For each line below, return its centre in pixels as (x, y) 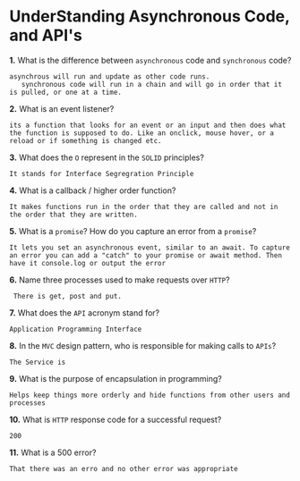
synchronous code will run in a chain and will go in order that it (151, 84)
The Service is (38, 362)
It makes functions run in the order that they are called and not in (144, 207)
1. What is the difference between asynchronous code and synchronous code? (150, 60)
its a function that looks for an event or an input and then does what (148, 125)
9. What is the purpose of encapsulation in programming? (116, 378)
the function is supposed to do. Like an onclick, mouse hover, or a (142, 133)
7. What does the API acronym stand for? (85, 312)
